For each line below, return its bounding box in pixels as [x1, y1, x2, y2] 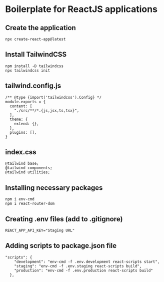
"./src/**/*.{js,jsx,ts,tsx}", [14, 108, 79, 113]
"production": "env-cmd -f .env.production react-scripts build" [14, 268, 153, 273]
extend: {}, [14, 121, 39, 126]
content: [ [9, 104, 32, 109]
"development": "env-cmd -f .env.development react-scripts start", [14, 259, 160, 264]
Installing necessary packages [5, 183, 103, 192]
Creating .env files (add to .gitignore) [5, 214, 123, 223]
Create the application [5, 24, 76, 32]
